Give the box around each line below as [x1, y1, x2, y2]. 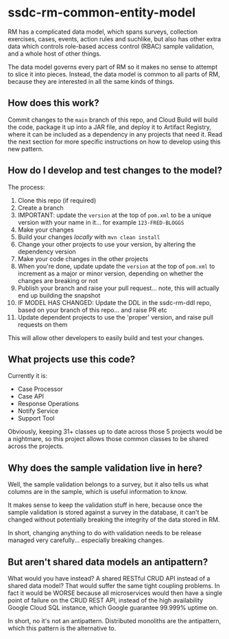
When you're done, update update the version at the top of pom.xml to [17, 262, 215, 270]
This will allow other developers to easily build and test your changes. [8, 333, 205, 341]
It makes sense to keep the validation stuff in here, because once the [8, 501, 203, 509]
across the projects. [8, 442, 64, 451]
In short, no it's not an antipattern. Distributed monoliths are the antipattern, [8, 617, 221, 625]
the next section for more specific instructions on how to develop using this [8, 137, 221, 146]
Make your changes [17, 225, 74, 234]
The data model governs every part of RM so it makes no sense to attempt [8, 63, 218, 71]
